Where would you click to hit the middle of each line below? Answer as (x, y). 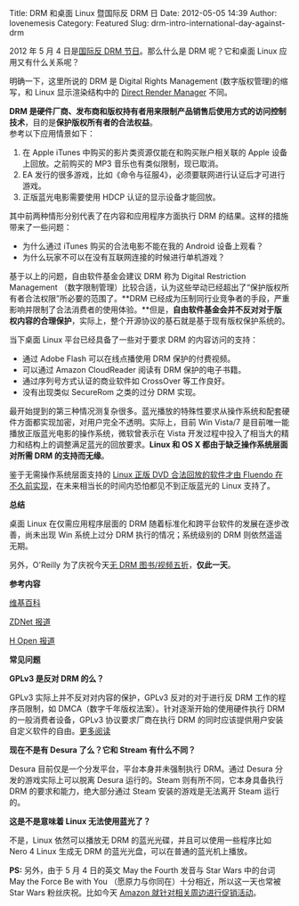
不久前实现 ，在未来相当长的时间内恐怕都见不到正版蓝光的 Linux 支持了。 (142, 486)
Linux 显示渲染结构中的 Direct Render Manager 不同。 (133, 92)
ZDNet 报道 (30, 622)
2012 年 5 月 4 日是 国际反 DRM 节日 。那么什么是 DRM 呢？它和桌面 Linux (143, 51)
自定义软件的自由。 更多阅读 (60, 731)
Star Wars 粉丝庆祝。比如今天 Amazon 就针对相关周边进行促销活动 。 (135, 893)
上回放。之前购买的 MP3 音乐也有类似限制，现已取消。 (122, 164)
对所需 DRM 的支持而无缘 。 (59, 456)
